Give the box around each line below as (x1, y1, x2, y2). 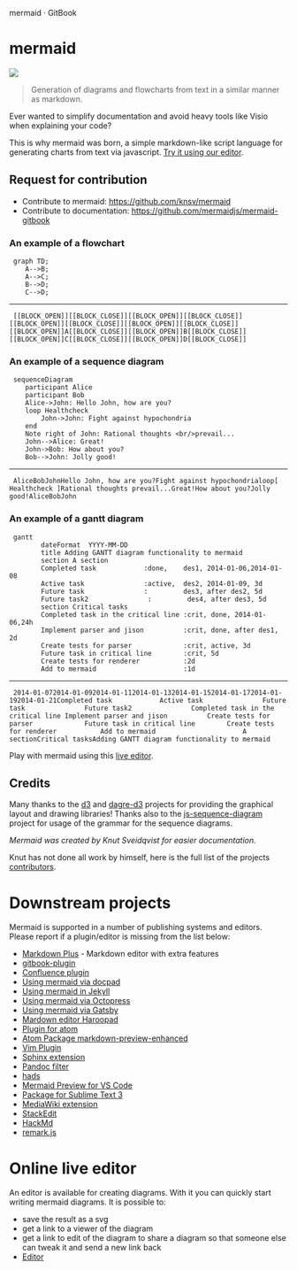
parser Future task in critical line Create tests (9, 719, 275, 728)
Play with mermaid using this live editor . (9, 750, 154, 760)
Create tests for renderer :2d (41, 657, 196, 666)
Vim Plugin (21, 1043, 62, 1053)
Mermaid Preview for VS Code (21, 1080, 133, 1091)
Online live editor (9, 1158, 137, 1178)
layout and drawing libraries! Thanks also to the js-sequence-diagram (9, 809, 263, 820)
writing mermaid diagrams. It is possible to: (9, 1197, 166, 1207)
